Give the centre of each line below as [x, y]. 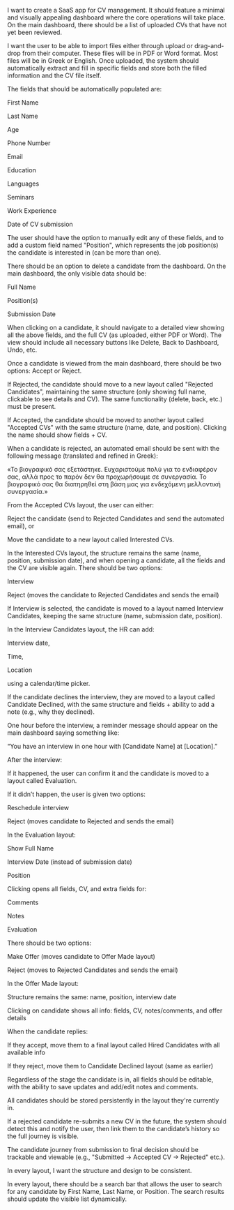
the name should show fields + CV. [57, 435]
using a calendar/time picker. [49, 684]
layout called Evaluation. [42, 780]
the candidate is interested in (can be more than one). [84, 253]
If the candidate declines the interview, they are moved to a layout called [111, 697]
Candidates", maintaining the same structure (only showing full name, [107, 391]
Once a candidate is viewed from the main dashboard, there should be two [114, 363]
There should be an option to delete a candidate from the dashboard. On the [117, 266]
